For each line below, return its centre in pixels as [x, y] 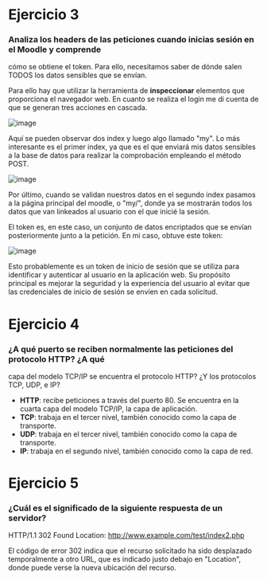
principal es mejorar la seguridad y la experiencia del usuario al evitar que [129, 284]
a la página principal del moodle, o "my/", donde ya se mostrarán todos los [130, 203]
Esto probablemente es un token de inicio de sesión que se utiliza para [124, 266]
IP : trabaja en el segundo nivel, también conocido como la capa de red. [136, 451]
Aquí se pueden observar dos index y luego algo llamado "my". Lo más [124, 139]
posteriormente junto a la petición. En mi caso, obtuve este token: [116, 236]
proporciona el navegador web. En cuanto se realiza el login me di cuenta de [133, 99]
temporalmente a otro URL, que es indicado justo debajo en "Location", [125, 559]
